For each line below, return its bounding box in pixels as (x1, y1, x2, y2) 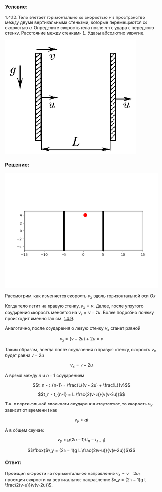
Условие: (5, 3, 28, 10)
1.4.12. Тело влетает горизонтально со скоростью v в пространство (5, 15, 146, 20)
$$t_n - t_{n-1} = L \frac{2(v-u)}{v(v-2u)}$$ (38, 391, 125, 397)
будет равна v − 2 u (5, 352, 45, 358)
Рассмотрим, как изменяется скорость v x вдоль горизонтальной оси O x (5, 293, 156, 299)
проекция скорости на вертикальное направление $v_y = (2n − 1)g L (5, 476, 147, 482)
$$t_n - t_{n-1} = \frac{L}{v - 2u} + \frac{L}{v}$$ (32, 382, 130, 388)
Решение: (5, 161, 30, 168)
